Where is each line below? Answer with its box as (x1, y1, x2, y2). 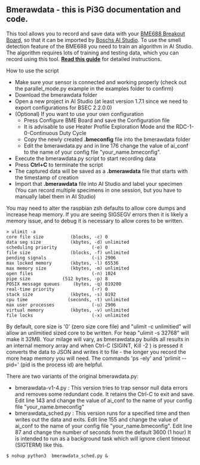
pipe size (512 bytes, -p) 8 (6, 276, 109, 282)
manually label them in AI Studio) (14, 192, 96, 200)
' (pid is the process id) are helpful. (17, 361, 103, 368)
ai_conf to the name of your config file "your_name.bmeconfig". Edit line (14, 422, 193, 429)
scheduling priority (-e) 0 (6, 244, 109, 250)
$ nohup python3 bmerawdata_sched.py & (6, 452, 109, 459)
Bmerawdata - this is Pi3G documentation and (6, 5, 181, 15)
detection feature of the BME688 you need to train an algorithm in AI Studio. (6, 42, 193, 50)
